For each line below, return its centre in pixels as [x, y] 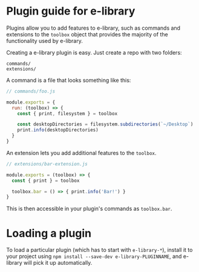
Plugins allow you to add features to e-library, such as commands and [93, 28]
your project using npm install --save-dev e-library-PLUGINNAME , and [94, 256]
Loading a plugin [49, 233]
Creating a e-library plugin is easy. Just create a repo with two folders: [94, 52]
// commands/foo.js [31, 91]
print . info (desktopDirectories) [58, 130]
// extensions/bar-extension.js [47, 164]
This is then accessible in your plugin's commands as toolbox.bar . [89, 209]
